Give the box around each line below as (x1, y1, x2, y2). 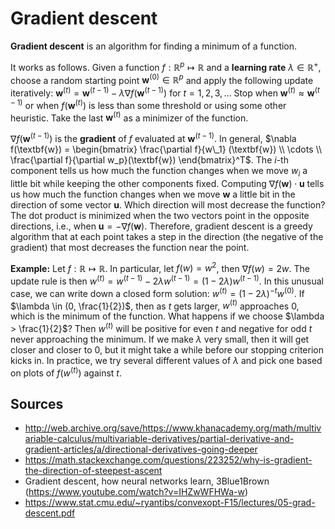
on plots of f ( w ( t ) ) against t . (10, 365, 122, 379)
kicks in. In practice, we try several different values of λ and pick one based (10, 354, 323, 366)
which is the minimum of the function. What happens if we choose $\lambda (10, 310, 325, 322)
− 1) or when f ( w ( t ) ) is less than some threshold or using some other (10, 97, 287, 111)
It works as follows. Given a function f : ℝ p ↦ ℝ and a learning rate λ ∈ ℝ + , (10, 59, 322, 73)
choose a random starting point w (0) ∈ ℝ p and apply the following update (10, 72, 314, 86)
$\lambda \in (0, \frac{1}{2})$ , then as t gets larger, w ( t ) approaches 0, (10, 298, 300, 312)
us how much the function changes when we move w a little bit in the (10, 188, 296, 200)
